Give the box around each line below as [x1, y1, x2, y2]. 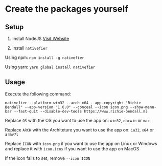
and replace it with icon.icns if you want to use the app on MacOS [5, 146, 139, 151]
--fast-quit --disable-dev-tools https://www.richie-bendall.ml [14, 109, 148, 114]
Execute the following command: [5, 91, 71, 97]
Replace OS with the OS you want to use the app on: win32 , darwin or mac [5, 117, 150, 123]
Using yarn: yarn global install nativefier [5, 64, 95, 70]
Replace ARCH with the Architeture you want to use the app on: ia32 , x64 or [5, 127, 154, 132]
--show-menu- [130, 105, 157, 110]
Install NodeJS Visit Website [12, 36, 69, 41]
